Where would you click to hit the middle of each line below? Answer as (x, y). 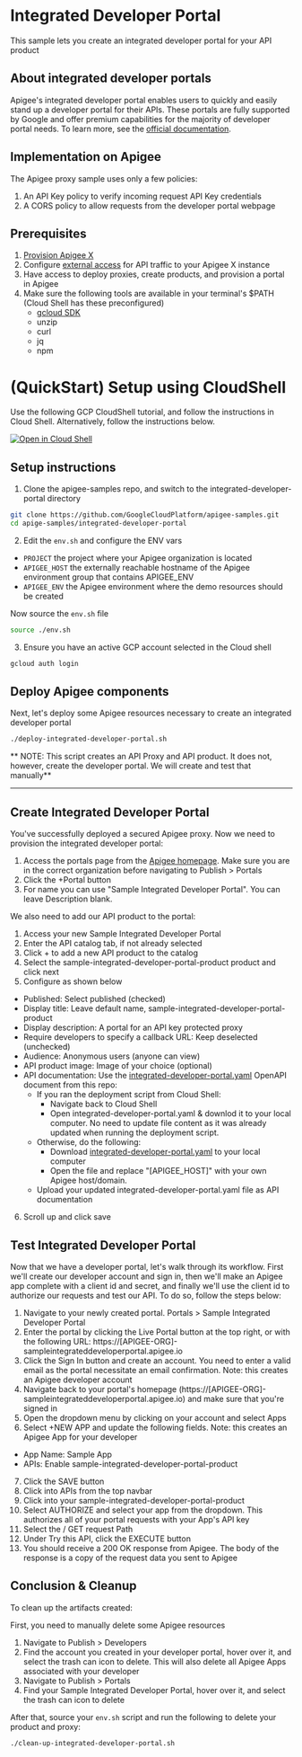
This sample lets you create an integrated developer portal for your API (141, 40)
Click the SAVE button (64, 1481)
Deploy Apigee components (90, 692)
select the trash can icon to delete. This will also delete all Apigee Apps (155, 1661)
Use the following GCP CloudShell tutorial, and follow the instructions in (142, 412)
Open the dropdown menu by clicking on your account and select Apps (155, 1417)
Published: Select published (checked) (95, 999)
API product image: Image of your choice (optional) (118, 1066)
